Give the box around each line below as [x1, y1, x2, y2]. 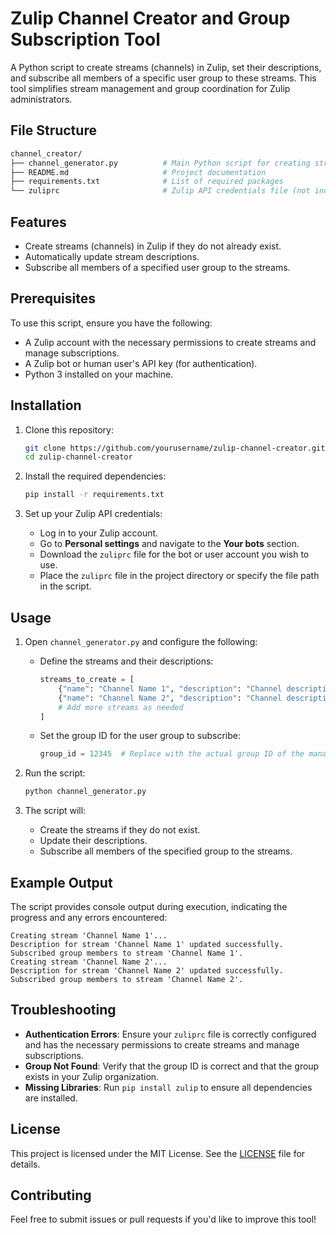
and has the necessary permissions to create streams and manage [24, 1038, 300, 1051]
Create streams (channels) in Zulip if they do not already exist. [24, 240, 282, 252]
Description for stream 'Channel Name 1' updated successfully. [10, 939, 284, 949]
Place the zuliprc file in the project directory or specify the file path [39, 570, 320, 582]
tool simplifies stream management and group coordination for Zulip [10, 82, 291, 94]
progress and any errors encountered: [10, 911, 168, 923]
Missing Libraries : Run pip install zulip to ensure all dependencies [24, 1081, 313, 1093]
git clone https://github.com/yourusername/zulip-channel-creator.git [24, 443, 326, 453]
